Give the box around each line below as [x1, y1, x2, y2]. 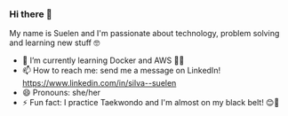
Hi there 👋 [9, 8, 53, 20]
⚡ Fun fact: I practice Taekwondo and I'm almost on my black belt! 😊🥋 [21, 97, 280, 108]
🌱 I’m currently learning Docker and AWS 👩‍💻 [21, 55, 185, 66]
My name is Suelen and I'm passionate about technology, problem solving [9, 28, 280, 39]
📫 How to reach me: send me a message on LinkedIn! [21, 66, 220, 76]
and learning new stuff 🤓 [9, 37, 100, 48]
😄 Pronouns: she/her [21, 88, 100, 98]
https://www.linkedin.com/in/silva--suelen [21, 78, 177, 89]
